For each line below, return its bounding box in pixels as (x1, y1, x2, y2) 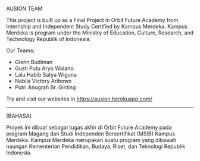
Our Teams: (6, 47, 35, 54)
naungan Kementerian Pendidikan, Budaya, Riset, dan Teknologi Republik (6, 143, 186, 150)
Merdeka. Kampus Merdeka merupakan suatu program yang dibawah (6, 137, 177, 143)
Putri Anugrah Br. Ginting (14, 84, 76, 91)
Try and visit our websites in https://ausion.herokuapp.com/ (6, 95, 153, 102)
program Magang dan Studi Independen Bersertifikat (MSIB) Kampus (6, 130, 176, 137)
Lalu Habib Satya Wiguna (14, 71, 77, 78)
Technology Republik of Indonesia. (6, 36, 91, 42)
